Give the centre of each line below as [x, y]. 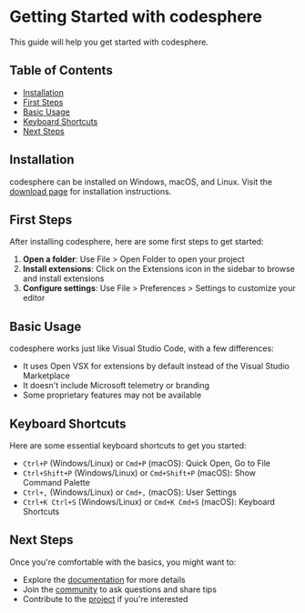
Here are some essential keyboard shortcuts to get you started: [128, 446]
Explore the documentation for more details [104, 579]
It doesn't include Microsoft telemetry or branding [116, 386]
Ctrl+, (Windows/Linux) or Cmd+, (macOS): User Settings [129, 492]
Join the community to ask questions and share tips [119, 589]
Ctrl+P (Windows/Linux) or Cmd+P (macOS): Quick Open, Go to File [147, 463]
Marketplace [46, 376]
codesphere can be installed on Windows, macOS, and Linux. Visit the [141, 181]
